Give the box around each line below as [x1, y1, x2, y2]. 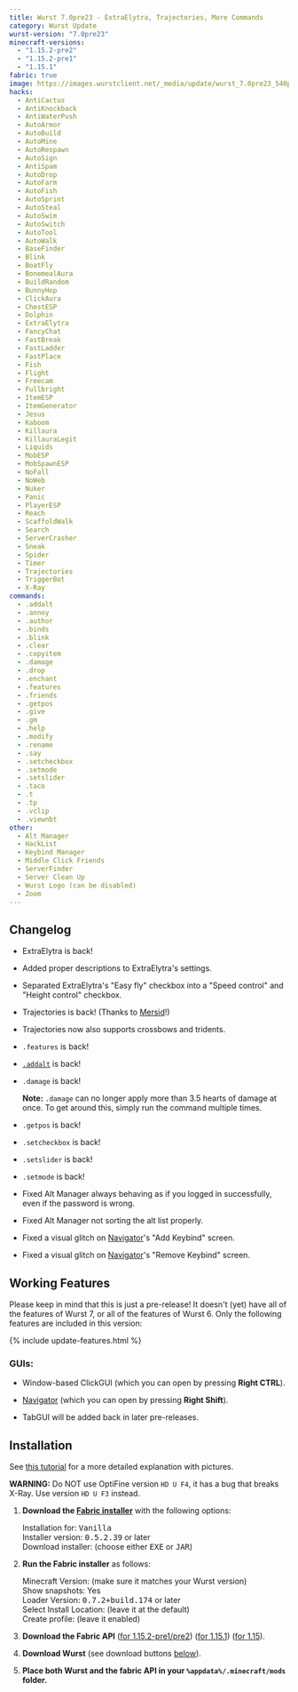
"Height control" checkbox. [21, 990, 122, 1000]
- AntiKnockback [17, 104, 77, 113]
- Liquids [17, 443, 53, 452]
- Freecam [17, 377, 53, 386]
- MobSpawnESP [17, 460, 69, 469]
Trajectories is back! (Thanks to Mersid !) [21, 1006, 170, 1018]
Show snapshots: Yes [21, 1585, 101, 1596]
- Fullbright [17, 385, 66, 394]
